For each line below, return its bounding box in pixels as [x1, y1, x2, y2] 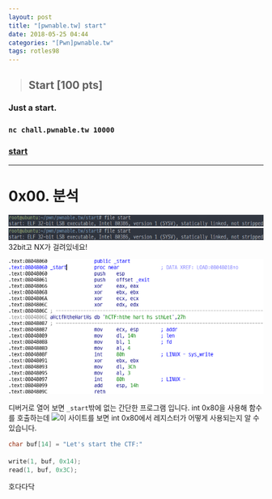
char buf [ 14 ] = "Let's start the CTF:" [8, 441, 143, 449]
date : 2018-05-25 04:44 [8, 30, 89, 38]
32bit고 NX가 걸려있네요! [8, 242, 87, 252]
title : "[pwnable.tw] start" [8, 21, 107, 30]
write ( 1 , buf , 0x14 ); [8, 457, 82, 465]
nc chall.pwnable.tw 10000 [8, 125, 115, 135]
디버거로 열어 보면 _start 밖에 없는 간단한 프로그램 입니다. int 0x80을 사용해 [8, 403, 248, 412]
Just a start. [8, 102, 57, 113]
